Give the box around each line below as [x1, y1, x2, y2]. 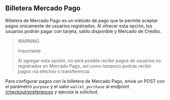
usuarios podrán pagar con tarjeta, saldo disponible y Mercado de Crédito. [5, 28, 161, 34]
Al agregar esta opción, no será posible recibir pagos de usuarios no [17, 58, 161, 64]
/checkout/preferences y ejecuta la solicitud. [5, 88, 99, 95]
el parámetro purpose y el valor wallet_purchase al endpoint [5, 83, 129, 89]
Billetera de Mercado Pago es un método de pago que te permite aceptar [5, 17, 158, 23]
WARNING [17, 38, 40, 44]
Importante [17, 47, 41, 54]
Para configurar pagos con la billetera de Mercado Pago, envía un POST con [5, 78, 165, 84]
